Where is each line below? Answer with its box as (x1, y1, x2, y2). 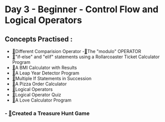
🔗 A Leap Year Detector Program (12, 70, 80, 76)
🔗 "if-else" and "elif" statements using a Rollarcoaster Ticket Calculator (12, 54, 160, 60)
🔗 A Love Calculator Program (12, 97, 72, 103)
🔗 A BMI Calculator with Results (12, 65, 77, 70)
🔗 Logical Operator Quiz (12, 92, 61, 97)
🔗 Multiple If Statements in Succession (12, 76, 92, 81)
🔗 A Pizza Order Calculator (12, 81, 67, 87)
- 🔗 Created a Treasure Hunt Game (5, 110, 90, 117)
